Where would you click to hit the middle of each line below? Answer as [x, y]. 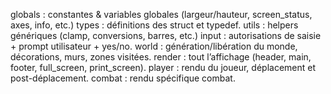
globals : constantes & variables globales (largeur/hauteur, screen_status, [161, 14]
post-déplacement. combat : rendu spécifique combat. [123, 78]
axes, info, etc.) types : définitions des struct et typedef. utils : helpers [154, 25]
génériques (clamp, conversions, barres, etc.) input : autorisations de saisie [166, 35]
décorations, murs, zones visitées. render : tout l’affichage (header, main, [161, 57]
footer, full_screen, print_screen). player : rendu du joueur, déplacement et [163, 67]
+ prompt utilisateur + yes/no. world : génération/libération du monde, [154, 46]
